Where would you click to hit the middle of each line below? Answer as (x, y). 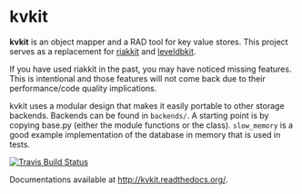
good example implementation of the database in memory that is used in (145, 134)
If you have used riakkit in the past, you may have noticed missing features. (151, 69)
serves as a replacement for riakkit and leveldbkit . (103, 51)
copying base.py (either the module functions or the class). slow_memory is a (151, 125)
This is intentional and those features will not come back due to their (137, 78)
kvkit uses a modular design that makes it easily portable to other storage (147, 105)
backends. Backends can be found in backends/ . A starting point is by (139, 115)
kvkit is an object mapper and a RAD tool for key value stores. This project (149, 42)
